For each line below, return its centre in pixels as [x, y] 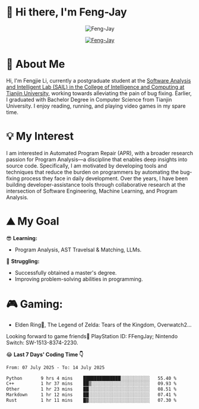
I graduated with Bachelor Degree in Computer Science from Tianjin [89, 99]
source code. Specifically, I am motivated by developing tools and [87, 165]
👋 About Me [36, 64]
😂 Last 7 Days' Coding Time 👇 [45, 354]
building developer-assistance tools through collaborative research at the [96, 184]
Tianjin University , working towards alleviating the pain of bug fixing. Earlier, [99, 93]
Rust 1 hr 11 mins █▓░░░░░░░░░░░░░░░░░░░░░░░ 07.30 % [91, 401]
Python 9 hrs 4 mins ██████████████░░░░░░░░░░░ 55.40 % [91, 378]
